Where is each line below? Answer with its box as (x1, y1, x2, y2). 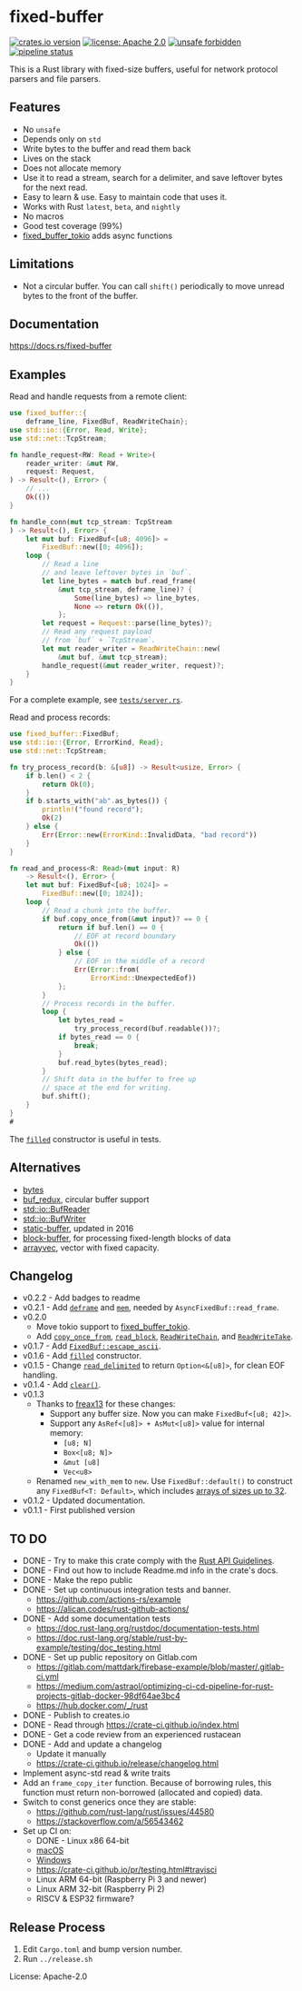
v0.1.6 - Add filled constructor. (22, 1350, 142, 1361)
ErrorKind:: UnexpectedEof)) (90, 973, 197, 982)
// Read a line (42, 560, 100, 569)
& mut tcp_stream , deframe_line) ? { (57, 584, 193, 594)
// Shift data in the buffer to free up (42, 1075, 197, 1084)
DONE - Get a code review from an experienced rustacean (22, 1729, 242, 1740)
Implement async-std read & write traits (22, 1767, 170, 1778)
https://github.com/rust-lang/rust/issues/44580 (35, 1807, 215, 1817)
